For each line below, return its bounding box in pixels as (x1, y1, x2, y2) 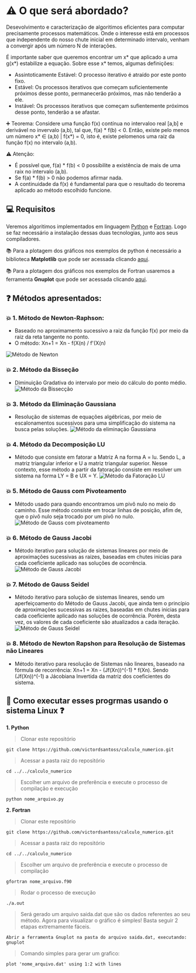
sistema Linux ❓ (6, 706, 64, 716)
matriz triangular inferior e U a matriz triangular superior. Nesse (14, 460, 168, 467)
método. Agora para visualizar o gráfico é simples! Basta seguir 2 (20, 917, 178, 924)
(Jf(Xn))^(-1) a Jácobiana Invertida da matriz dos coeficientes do (14, 673, 171, 680)
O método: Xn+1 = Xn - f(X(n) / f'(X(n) (14, 340, 106, 347)
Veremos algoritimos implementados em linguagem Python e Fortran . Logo (6, 223, 187, 230)
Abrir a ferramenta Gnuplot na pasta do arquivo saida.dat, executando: (6, 934, 187, 941)
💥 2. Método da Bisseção (6, 365, 79, 374)
